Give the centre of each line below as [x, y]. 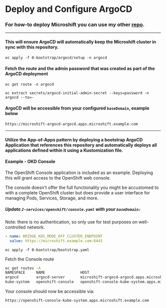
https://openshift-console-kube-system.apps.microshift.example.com [77, 301]
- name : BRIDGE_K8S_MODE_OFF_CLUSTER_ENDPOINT [54, 236]
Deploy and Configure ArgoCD [69, 9]
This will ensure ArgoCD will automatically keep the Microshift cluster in [81, 42]
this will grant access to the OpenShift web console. [58, 178]
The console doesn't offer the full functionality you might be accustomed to [82, 187]
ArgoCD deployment [27, 74]
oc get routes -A [23, 268]
